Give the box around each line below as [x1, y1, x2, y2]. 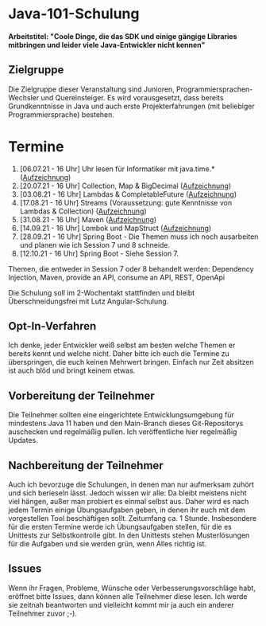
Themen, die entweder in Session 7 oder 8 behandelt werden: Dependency [8, 264, 254, 273]
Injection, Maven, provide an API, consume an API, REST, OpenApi [8, 272, 225, 282]
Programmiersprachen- [175, 84, 253, 94]
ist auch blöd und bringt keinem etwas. [8, 366, 136, 375]
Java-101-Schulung [8, 5, 140, 23]
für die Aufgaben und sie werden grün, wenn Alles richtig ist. [8, 538, 207, 548]
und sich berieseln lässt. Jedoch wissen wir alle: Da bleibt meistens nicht [8, 487, 248, 498]
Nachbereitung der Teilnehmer [8, 459, 164, 472]
